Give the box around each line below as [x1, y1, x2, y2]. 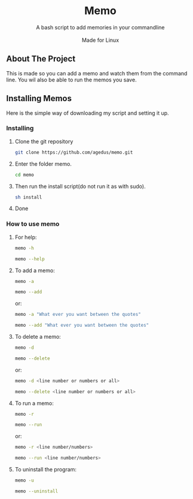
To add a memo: [14, 267, 55, 274]
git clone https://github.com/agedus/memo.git [14, 149, 133, 156]
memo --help [14, 255, 45, 262]
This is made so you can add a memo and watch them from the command [6, 69, 188, 77]
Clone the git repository [14, 138, 73, 145]
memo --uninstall [14, 488, 59, 494]
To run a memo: [14, 399, 54, 407]
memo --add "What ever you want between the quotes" [14, 322, 149, 328]
